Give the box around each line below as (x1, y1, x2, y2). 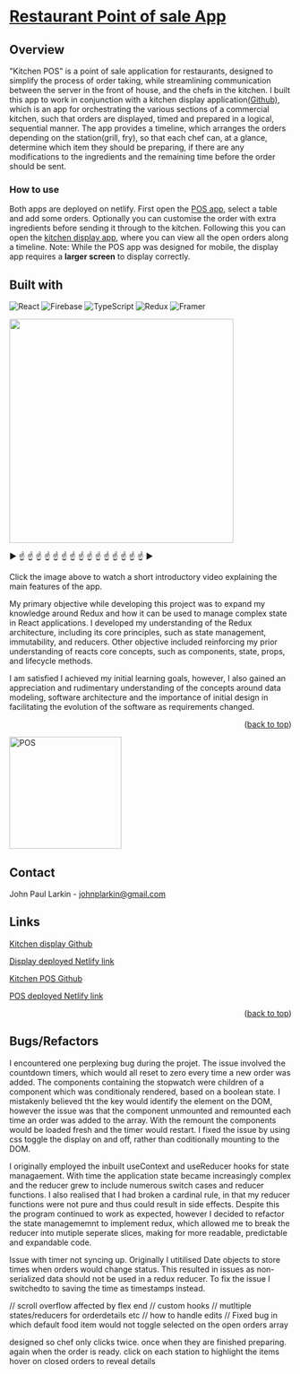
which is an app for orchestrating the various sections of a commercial (9, 104, 270, 114)
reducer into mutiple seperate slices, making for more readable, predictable (9, 1227, 288, 1238)
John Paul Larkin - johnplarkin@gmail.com (9, 888, 166, 899)
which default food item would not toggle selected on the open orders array (9, 1319, 289, 1330)
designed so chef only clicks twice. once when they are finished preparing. (9, 1336, 287, 1347)
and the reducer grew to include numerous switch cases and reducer (9, 1180, 264, 1190)
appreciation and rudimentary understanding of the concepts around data (9, 683, 282, 694)
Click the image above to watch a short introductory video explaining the (9, 572, 278, 583)
